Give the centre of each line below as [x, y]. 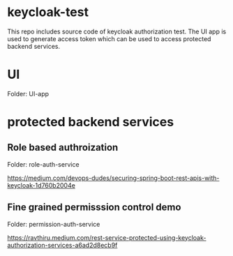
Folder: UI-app [28, 93]
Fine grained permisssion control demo [94, 208]
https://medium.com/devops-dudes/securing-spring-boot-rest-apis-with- [113, 178]
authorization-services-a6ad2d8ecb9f [62, 245]
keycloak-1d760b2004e [41, 185]
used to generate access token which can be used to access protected [109, 38]
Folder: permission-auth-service [54, 224]
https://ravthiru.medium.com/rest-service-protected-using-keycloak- [107, 237]
